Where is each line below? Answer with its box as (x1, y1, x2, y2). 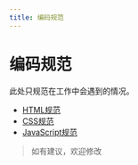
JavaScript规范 (21, 127, 78, 137)
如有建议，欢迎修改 (30, 145, 102, 156)
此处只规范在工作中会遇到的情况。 (9, 86, 134, 96)
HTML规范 (21, 104, 61, 115)
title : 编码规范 (9, 12, 64, 22)
